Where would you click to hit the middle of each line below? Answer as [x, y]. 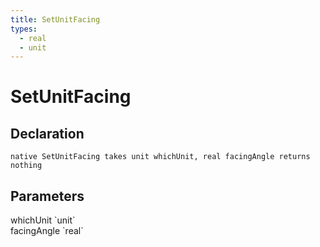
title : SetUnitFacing [55, 19]
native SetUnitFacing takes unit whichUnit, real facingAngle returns [160, 157]
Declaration [47, 133]
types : [24, 29]
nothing [26, 166]
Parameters [47, 196]
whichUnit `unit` [43, 220]
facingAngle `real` [47, 231]
